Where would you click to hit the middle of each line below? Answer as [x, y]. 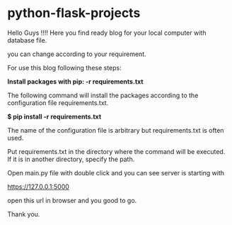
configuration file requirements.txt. [58, 103]
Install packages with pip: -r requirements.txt [75, 81]
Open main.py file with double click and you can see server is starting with [116, 172]
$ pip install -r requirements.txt [54, 116]
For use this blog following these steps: [64, 67]
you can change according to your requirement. [77, 54]
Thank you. [24, 214]
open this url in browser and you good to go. [72, 200]
